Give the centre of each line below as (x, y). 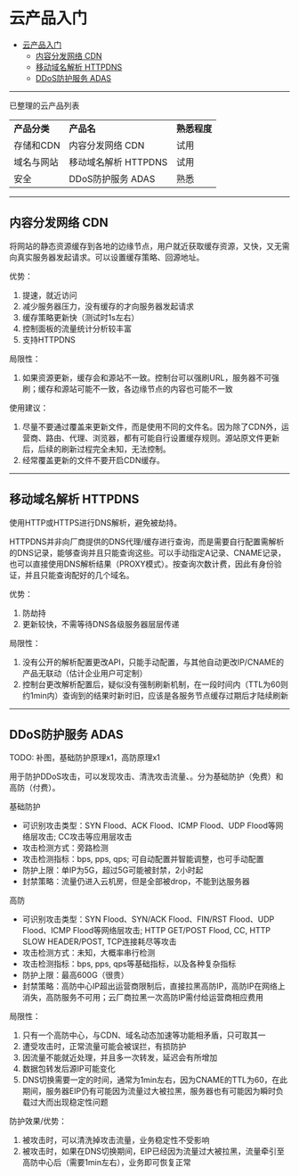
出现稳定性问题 (81, 1102)
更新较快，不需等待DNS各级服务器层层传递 (101, 624)
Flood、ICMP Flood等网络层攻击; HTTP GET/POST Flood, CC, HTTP (146, 931)
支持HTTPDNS (48, 339)
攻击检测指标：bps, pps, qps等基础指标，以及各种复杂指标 (129, 964)
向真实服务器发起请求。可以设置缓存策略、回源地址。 (107, 257)
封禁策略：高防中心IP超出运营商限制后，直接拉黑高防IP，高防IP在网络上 (154, 986)
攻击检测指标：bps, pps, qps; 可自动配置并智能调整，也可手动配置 (143, 859)
